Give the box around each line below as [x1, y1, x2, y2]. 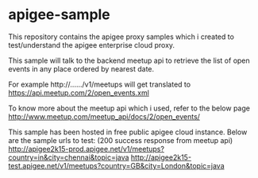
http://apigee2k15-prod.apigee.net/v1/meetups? [8, 144, 165, 153]
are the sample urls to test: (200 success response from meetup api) [8, 135, 233, 145]
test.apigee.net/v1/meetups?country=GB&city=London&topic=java [8, 161, 225, 170]
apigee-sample [8, 6, 111, 24]
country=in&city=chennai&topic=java [8, 153, 129, 162]
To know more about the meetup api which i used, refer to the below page [8, 103, 250, 113]
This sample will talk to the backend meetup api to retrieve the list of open [8, 56, 250, 65]
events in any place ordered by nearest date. [8, 64, 155, 73]
